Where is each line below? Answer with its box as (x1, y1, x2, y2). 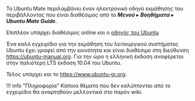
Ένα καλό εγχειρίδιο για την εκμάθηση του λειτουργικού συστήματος (6, 41, 179, 47)
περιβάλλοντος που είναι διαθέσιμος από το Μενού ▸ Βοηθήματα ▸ (6, 11, 174, 18)
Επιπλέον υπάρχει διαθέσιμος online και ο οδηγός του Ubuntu (6, 29, 159, 36)
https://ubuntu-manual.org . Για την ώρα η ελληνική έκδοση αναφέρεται (6, 53, 184, 60)
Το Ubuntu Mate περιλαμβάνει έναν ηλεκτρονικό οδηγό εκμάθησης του (6, 5, 184, 12)
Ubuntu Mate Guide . (6, 18, 58, 24)
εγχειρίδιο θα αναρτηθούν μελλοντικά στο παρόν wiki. (6, 89, 143, 95)
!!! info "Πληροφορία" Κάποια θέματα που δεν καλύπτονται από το (6, 82, 171, 89)
